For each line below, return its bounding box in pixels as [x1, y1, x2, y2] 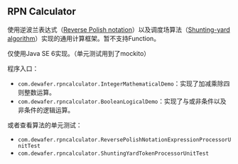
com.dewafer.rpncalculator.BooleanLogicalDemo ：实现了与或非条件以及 [17, 97, 227, 105]
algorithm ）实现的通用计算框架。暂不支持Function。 [7, 34, 161, 42]
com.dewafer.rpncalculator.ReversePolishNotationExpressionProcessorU [17, 136, 232, 143]
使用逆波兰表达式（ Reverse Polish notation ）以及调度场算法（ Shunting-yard [7, 25, 231, 34]
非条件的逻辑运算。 [17, 105, 75, 114]
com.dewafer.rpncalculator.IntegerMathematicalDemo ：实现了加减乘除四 [17, 79, 230, 88]
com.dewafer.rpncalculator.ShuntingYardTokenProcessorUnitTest [17, 150, 210, 157]
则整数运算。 [17, 88, 55, 96]
